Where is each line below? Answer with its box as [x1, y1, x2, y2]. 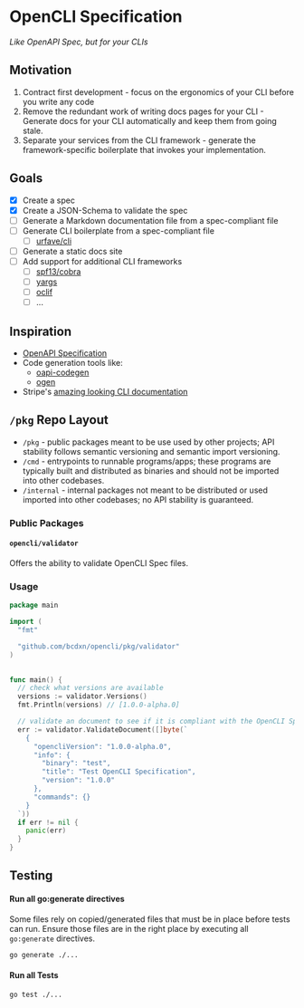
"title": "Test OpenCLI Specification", [42, 767, 196, 776]
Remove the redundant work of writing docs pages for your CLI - [22, 106, 264, 117]
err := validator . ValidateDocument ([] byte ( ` [17, 725, 188, 734]
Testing [9, 868, 53, 884]
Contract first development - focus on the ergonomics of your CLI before [22, 86, 294, 97]
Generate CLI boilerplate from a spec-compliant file [22, 225, 215, 236]
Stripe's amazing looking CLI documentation [22, 387, 188, 398]
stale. [22, 125, 43, 136]
